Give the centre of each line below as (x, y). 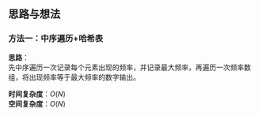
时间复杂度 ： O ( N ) (37, 94)
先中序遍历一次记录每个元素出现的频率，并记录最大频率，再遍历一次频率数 (129, 67)
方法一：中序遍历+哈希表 (56, 39)
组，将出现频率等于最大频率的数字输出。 (74, 77)
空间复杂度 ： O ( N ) (37, 103)
